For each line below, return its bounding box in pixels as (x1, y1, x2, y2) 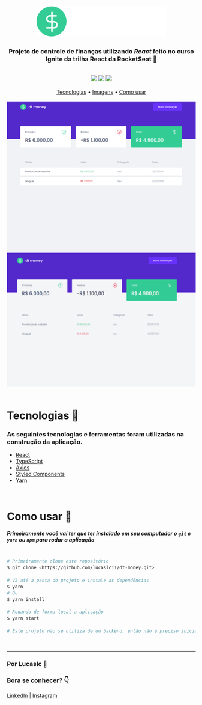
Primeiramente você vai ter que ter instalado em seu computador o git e (7, 530, 191, 537)
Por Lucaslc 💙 (7, 659, 47, 668)
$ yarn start (7, 615, 40, 621)
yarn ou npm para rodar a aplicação (7, 536, 95, 543)
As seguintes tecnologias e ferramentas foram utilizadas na (7, 430, 185, 439)
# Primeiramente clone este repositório (7, 558, 110, 564)
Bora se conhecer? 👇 (7, 676, 70, 685)
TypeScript (15, 457, 43, 465)
